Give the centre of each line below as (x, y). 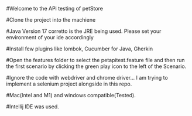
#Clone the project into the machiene (51, 20)
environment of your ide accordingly (50, 37)
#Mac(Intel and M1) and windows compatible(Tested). (71, 95)
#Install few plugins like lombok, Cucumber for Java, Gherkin (80, 49)
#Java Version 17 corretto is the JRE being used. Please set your (84, 31)
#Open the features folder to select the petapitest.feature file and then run (96, 60)
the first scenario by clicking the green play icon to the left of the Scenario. (96, 66)
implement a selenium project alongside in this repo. (69, 84)
